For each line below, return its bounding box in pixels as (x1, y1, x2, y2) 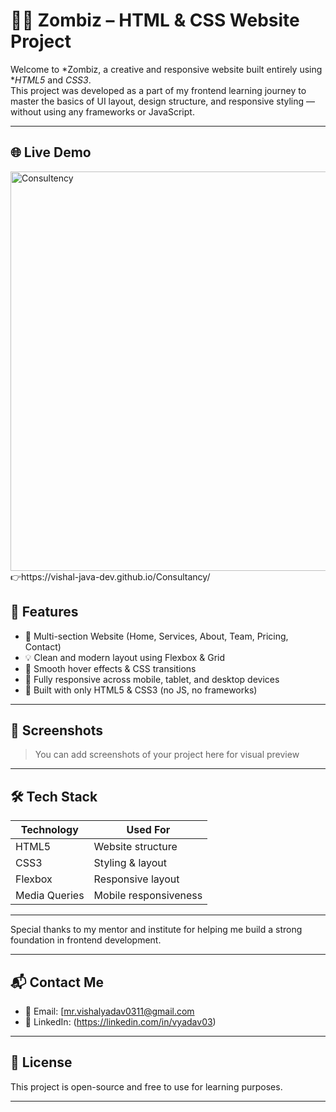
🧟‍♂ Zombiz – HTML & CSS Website (10, 9, 300, 32)
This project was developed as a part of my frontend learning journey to (10, 84, 307, 96)
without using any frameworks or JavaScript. (10, 105, 195, 118)
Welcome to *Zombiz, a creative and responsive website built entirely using (10, 63, 323, 75)
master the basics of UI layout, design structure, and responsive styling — (10, 95, 316, 107)
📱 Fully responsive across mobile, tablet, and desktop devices (24, 673, 280, 685)
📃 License (10, 1054, 73, 1071)
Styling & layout (93, 856, 167, 870)
